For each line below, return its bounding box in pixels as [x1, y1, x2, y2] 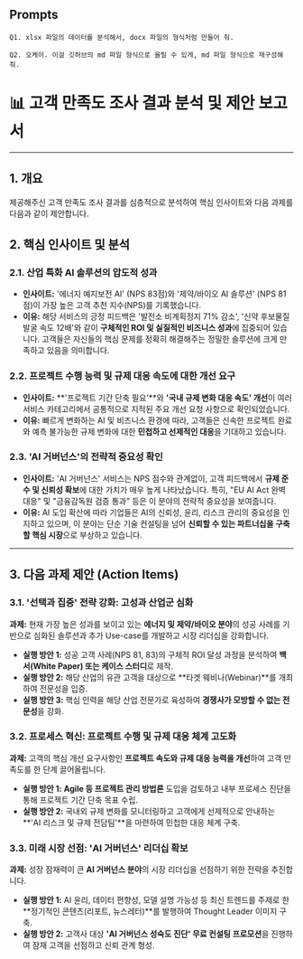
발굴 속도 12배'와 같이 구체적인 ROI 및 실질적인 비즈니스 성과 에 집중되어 [22, 323, 271, 334]
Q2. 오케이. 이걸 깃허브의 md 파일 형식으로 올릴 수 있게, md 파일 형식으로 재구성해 [9, 50, 284, 60]
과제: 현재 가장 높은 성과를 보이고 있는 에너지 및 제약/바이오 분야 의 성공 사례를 [9, 618, 281, 629]
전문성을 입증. [39, 682, 88, 694]
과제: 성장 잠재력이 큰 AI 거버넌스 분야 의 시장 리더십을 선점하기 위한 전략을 [9, 864, 270, 875]
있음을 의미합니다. [46, 345, 110, 356]
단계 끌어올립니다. [42, 764, 106, 775]
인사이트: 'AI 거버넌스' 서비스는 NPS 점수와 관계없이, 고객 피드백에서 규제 [22, 473, 280, 484]
